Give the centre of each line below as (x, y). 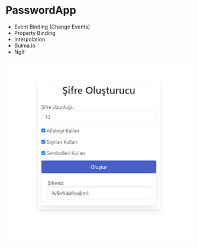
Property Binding (35, 33)
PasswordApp (41, 10)
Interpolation (30, 39)
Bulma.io (25, 46)
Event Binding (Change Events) (52, 27)
